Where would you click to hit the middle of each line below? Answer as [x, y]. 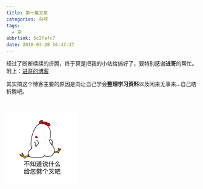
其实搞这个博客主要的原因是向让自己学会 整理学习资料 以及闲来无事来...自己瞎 [101, 84]
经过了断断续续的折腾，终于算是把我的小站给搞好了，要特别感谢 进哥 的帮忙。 [102, 63]
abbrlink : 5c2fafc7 [31, 38]
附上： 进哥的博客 [28, 71]
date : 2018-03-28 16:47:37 [40, 45]
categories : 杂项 [27, 19]
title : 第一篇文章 [27, 13]
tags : [13, 25]
